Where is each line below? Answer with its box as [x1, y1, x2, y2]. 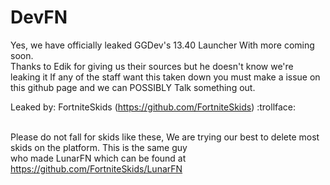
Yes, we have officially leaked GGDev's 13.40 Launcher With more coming [10, 39, 315, 51]
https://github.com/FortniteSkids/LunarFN [10, 162, 183, 175]
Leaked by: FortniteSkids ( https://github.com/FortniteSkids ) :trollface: [10, 101, 297, 113]
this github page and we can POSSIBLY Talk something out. [10, 81, 256, 93]
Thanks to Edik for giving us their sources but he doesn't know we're [10, 60, 294, 72]
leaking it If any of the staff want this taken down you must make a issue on [10, 71, 321, 83]
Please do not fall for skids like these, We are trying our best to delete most [10, 131, 320, 143]
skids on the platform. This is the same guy [10, 141, 188, 153]
